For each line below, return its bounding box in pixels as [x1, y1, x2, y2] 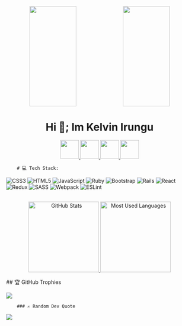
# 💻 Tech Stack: [17, 166, 59, 172]
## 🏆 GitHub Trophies [6, 278, 62, 286]
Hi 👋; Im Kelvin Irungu [45, 120, 154, 134]
